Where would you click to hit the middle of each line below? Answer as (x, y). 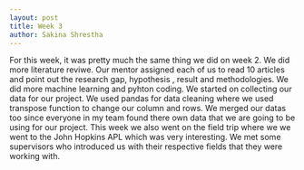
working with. (35, 156)
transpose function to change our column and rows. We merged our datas (148, 109)
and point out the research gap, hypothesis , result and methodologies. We (149, 80)
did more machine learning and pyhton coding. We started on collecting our (151, 89)
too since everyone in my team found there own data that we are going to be (152, 118)
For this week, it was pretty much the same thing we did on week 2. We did (150, 61)
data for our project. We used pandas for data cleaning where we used (142, 99)
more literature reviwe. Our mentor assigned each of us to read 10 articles (147, 70)
